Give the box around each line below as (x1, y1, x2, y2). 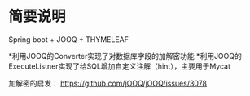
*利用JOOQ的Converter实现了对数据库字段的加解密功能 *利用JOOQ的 (8, 51, 242, 61)
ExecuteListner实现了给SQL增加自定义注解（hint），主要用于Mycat (8, 61, 230, 71)
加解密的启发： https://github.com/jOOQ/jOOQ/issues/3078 (8, 78, 208, 88)
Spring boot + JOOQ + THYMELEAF (8, 34, 129, 44)
